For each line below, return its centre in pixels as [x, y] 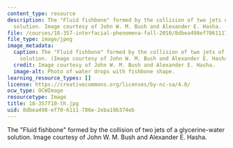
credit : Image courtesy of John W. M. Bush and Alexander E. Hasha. [114, 65]
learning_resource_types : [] [49, 78]
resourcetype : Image [37, 98]
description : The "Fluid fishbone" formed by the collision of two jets [114, 20]
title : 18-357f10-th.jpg [43, 104]
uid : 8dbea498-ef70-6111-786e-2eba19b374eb [71, 110]
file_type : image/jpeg [40, 39]
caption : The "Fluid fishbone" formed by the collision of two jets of [119, 53]
